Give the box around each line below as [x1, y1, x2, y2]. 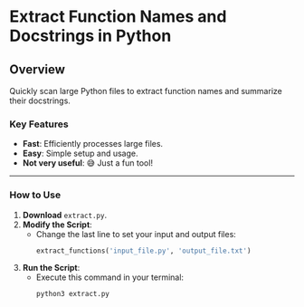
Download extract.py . [22, 209, 107, 220]
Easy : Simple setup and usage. [22, 148, 138, 159]
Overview [9, 62, 66, 77]
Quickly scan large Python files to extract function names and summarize [9, 86, 282, 96]
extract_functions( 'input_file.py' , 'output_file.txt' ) [35, 246, 252, 255]
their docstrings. [9, 95, 71, 106]
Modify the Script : [22, 219, 92, 230]
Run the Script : [22, 263, 81, 273]
